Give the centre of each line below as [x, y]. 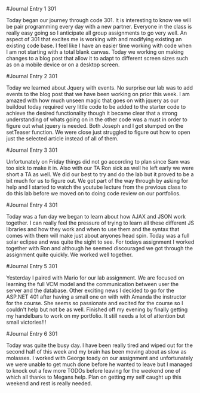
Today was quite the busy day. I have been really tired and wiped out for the [99, 345]
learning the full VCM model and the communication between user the [93, 284]
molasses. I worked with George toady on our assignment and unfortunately [100, 358]
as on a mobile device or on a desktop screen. [63, 65]
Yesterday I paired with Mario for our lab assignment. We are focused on [95, 278]
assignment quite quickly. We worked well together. [70, 254]
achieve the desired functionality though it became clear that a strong [92, 113]
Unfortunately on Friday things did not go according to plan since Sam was [98, 162]
